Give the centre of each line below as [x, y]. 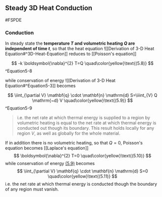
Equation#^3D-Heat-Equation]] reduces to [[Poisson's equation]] [71, 54]
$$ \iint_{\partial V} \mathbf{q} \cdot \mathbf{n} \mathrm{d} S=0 [82, 171]
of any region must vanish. [32, 189]
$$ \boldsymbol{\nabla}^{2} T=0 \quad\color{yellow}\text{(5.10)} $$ [82, 156]
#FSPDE [13, 20]
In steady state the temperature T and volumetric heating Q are [70, 43]
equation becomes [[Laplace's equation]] [47, 148]
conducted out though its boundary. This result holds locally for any [86, 128]
